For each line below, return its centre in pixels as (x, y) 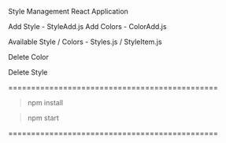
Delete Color (29, 57)
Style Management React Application (68, 11)
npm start (43, 118)
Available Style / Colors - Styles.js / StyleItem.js (85, 42)
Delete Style (28, 72)
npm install (45, 103)
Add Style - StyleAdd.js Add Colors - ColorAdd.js (87, 26)
